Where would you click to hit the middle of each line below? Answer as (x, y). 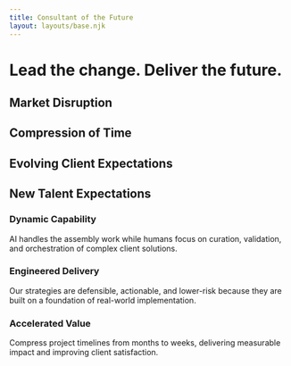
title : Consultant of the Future (71, 17)
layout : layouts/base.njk (57, 26)
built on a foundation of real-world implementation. (103, 300)
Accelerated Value (50, 323)
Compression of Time (71, 133)
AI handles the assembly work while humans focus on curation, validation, (145, 238)
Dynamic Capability (53, 220)
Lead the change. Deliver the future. (146, 70)
